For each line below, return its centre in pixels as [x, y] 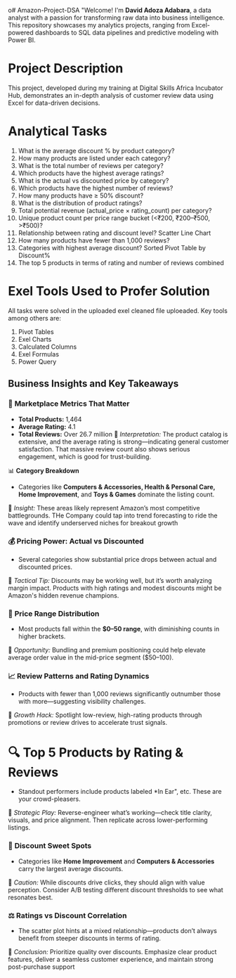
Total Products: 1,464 [50, 419]
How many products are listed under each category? [94, 158]
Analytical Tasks [58, 131]
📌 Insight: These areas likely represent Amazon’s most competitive [104, 508]
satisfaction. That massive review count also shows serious [104, 449]
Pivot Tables [36, 332]
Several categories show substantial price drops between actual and [117, 559]
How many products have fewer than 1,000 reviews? [94, 240]
